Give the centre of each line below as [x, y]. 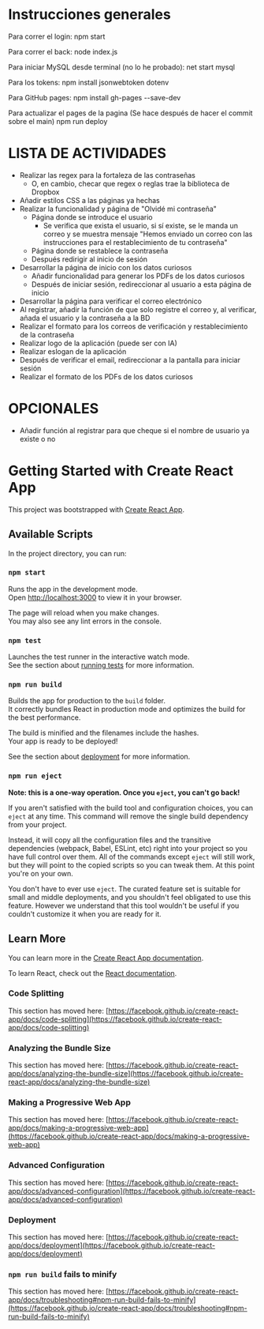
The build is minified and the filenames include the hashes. [104, 733]
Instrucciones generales [89, 15]
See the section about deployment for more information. [99, 757]
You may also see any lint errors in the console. [85, 621]
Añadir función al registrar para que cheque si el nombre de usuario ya [134, 430]
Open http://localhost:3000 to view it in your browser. [95, 597]
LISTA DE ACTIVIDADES [87, 154]
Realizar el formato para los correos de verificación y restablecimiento [134, 326]
